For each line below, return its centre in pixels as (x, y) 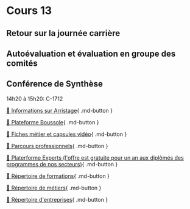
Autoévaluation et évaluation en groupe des (91, 53)
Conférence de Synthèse (55, 84)
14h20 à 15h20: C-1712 (35, 99)
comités (22, 63)
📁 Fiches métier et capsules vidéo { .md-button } (67, 134)
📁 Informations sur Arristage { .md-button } (60, 110)
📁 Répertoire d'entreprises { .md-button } (57, 199)
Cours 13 (29, 11)
